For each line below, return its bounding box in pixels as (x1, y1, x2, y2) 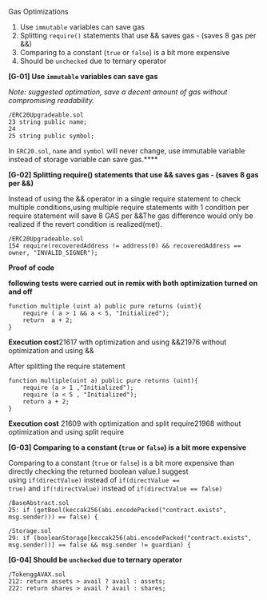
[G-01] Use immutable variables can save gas (8, 72, 158, 81)
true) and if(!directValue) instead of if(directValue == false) (8, 483, 223, 493)
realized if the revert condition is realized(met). (8, 220, 162, 228)
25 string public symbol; (8, 132, 94, 140)
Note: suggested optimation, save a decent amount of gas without (8, 87, 228, 97)
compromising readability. (8, 96, 94, 105)
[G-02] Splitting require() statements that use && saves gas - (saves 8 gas (8, 170, 259, 179)
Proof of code (8, 263, 54, 272)
